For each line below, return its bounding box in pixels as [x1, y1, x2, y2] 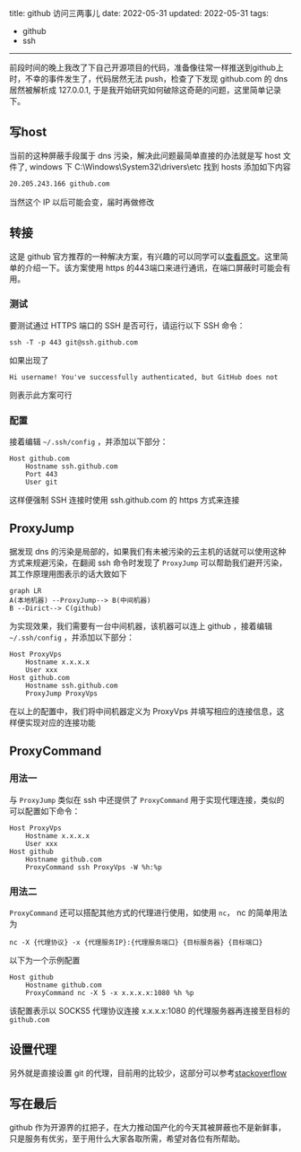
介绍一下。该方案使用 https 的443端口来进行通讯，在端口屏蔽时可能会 [24, 262, 284, 273]
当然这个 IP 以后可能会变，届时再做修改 [9, 196, 155, 207]
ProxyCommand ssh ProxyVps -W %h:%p [25, 862, 163, 872]
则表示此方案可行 [9, 389, 73, 400]
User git [25, 478, 58, 487]
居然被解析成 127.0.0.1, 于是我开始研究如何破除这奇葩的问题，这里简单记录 [9, 84, 282, 95]
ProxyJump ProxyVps [25, 689, 99, 698]
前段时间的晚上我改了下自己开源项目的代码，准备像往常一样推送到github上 [9, 62, 284, 73]
